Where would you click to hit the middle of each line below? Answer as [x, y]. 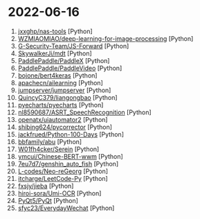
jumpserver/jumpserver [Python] [64, 90]
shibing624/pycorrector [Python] [65, 127]
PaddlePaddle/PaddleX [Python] [64, 60]
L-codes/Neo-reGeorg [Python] [63, 171]
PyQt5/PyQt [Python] [48, 200]
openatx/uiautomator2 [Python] [63, 119]
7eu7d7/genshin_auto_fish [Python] [68, 164]
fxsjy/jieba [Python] [46, 186]
